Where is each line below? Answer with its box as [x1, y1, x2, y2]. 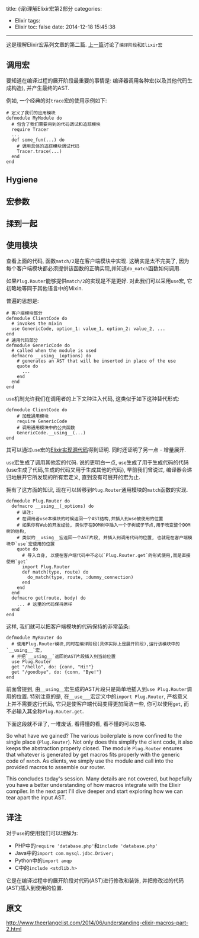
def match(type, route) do [21, 569, 89, 575]
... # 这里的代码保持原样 [17, 601, 73, 607]
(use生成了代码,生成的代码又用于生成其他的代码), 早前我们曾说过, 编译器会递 [6, 466, 192, 473]
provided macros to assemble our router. [6, 763, 105, 770]
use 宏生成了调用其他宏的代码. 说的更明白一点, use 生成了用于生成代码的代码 [6, 459, 189, 466]
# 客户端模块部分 [6, 310, 43, 316]
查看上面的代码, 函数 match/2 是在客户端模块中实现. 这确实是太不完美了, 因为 [6, 257, 190, 264]
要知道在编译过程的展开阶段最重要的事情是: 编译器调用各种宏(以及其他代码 [6, 76, 188, 84]
